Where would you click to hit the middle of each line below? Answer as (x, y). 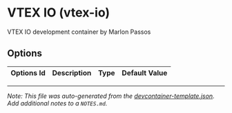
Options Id (28, 72)
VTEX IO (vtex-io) (59, 13)
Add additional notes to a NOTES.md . (57, 103)
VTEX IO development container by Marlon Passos (79, 32)
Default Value (145, 72)
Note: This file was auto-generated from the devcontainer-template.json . (111, 96)
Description (72, 72)
